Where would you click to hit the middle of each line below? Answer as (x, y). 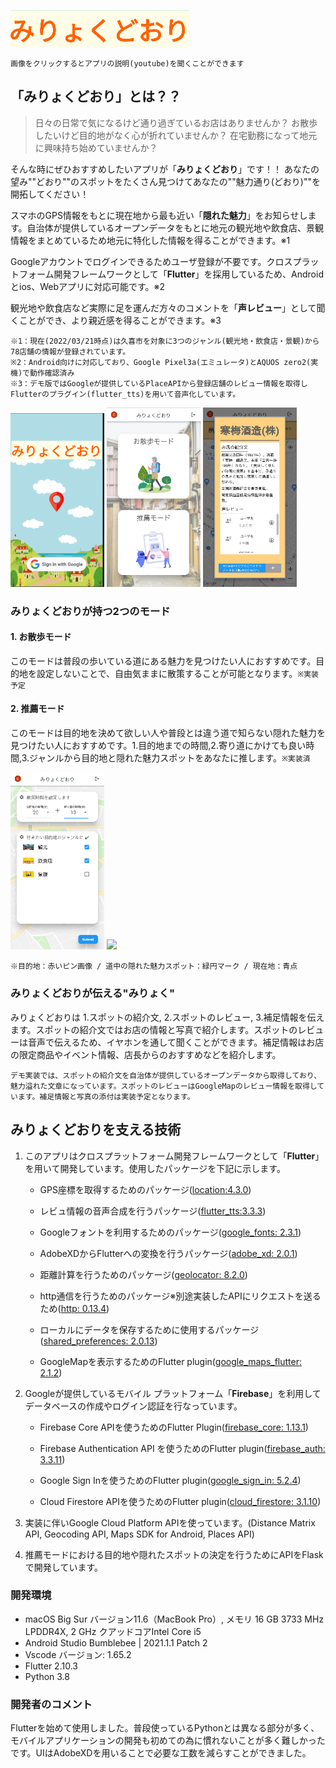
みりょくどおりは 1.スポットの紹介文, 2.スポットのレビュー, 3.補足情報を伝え (167, 1017)
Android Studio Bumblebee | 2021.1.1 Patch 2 (116, 1642)
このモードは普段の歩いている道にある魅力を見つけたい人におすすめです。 (163, 661)
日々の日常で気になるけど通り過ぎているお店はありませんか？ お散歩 (176, 122)
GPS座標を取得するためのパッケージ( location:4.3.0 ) (145, 1189)
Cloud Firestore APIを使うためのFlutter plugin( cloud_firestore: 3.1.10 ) (180, 1501)
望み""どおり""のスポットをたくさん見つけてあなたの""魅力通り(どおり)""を (165, 181)
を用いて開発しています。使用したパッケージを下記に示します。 (155, 1168)
